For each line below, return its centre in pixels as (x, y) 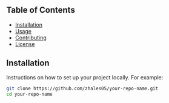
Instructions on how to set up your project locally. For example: (85, 78)
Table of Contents (41, 10)
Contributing (31, 38)
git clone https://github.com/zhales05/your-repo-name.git (82, 89)
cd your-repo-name (29, 95)
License (25, 44)
